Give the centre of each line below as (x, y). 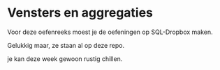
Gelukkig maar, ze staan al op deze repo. (66, 45)
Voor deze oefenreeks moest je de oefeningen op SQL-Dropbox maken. (110, 32)
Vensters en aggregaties (80, 13)
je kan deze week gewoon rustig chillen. (65, 59)
